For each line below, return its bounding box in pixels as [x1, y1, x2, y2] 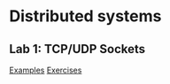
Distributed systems [9, 6, 162, 27]
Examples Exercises [9, 65, 82, 75]
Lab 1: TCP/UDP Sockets [9, 42, 146, 57]
